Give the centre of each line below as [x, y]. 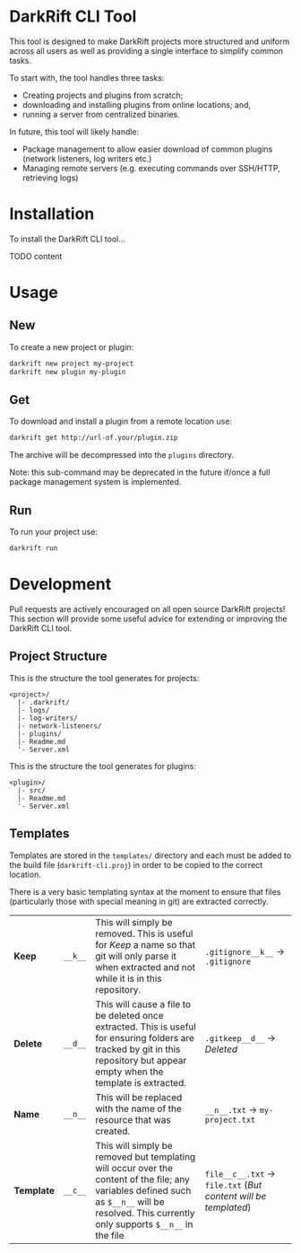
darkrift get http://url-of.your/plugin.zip [94, 438]
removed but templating [146, 1157]
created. [113, 1131]
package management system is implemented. [95, 482]
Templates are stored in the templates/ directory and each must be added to [150, 855]
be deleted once [129, 1015]
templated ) [228, 1207]
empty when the [129, 1072]
